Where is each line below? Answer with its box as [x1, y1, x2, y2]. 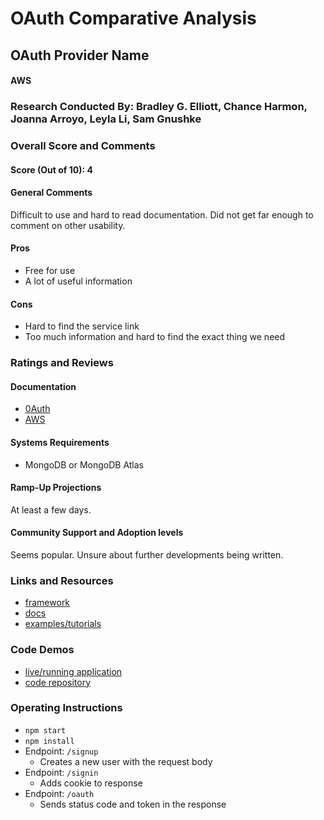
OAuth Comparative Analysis [10, 7, 257, 30]
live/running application [24, 665, 123, 677]
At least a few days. [10, 503, 92, 516]
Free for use [24, 265, 76, 277]
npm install [24, 736, 75, 746]
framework [24, 597, 71, 609]
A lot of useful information [24, 275, 133, 287]
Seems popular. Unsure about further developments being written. [10, 548, 284, 561]
